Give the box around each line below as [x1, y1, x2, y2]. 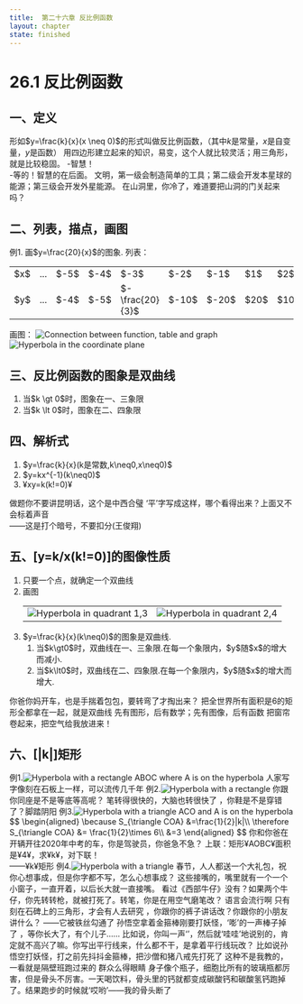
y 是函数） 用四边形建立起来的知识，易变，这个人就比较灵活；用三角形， [25, 147, 293, 158]
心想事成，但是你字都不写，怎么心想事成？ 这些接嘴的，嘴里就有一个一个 [16, 872, 289, 883]
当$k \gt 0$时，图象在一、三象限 [22, 393, 144, 404]
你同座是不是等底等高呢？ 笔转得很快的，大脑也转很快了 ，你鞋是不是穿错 [9, 795, 282, 806]
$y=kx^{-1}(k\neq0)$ [22, 469, 101, 480]
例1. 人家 [9, 772, 282, 783]
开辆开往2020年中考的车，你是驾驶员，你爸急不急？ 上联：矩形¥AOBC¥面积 [9, 838, 291, 849]
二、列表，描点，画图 [9, 221, 128, 236]
